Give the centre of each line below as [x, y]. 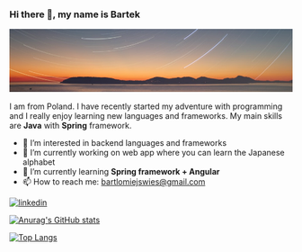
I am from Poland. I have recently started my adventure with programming [146, 106]
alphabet [39, 162]
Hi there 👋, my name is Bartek [75, 14]
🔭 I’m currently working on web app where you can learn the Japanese [153, 153]
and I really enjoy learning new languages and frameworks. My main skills [146, 116]
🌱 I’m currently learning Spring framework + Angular [121, 172]
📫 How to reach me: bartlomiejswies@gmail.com [114, 182]
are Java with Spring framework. [71, 126]
